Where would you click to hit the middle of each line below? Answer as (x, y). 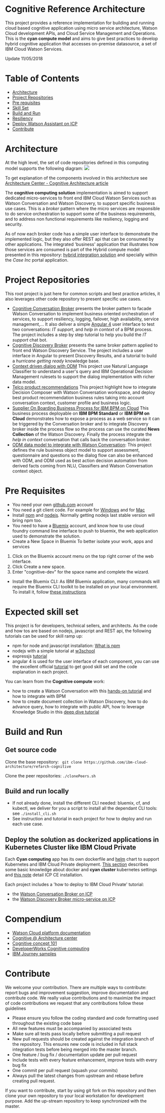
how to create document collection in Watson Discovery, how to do (80, 701)
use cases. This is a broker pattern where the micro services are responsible (82, 208)
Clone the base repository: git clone (44, 762)
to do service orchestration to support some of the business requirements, (81, 214)
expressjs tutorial (30, 656)
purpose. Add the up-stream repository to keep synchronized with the (76, 1101)
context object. (27, 471)
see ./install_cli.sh (34, 813)
